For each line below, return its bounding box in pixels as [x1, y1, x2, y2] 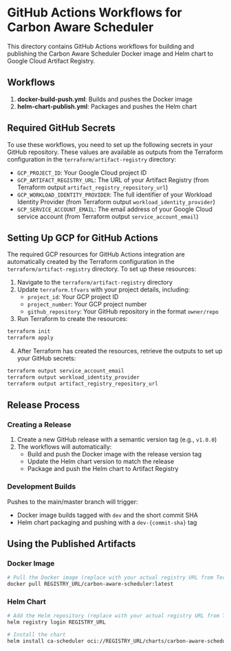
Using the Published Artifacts [7, 538, 136, 550]
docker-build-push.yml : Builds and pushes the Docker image [16, 95, 192, 103]
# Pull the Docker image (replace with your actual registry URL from [7, 574, 214, 582]
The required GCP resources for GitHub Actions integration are [7, 250, 186, 258]
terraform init [7, 328, 51, 335]
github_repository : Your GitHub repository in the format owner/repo [27, 307, 219, 316]
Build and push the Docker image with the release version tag [27, 450, 202, 459]
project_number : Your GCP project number [27, 300, 147, 309]
